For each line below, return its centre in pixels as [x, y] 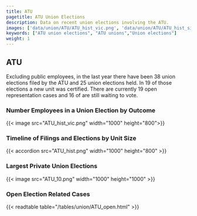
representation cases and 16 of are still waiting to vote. [72, 95]
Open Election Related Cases [48, 194]
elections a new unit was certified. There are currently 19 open [81, 89]
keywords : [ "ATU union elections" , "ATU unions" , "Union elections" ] [91, 33]
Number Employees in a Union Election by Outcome [81, 110]
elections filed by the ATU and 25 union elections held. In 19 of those [89, 83]
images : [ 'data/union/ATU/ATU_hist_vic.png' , [62, 28]
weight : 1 [18, 39]
